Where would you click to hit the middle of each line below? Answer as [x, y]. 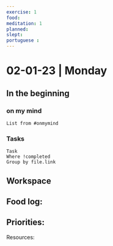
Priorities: [25, 222]
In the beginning [38, 93]
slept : [15, 35]
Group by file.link [31, 162]
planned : [17, 29]
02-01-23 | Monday [57, 71]
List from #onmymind [33, 123]
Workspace [29, 181]
